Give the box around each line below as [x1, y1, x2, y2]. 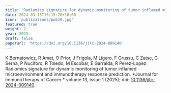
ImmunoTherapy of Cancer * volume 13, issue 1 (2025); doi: [5, 76, 130, 82]
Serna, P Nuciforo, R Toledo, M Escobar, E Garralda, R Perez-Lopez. [5, 60, 148, 66]
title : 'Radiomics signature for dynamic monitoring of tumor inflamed [5, 7, 160, 13]
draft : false [5, 36, 33, 41]
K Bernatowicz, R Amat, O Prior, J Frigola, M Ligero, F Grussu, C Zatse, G [5, 55, 158, 61]
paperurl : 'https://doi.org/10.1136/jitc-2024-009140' [5, 41, 124, 46]
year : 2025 [5, 31, 28, 36]
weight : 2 [5, 27, 26, 32]
